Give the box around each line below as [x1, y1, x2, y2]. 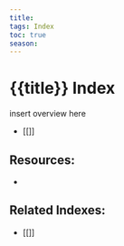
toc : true [9, 30, 47, 39]
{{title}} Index [9, 78, 116, 98]
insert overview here [9, 108, 86, 119]
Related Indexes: [9, 202, 106, 219]
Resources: [9, 152, 75, 168]
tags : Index [9, 22, 54, 31]
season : [9, 38, 39, 48]
